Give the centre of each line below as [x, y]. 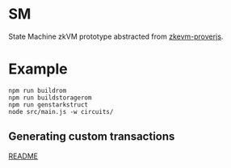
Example [38, 69]
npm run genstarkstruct [48, 105]
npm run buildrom [38, 90]
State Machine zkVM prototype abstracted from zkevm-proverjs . [116, 36]
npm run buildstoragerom [50, 98]
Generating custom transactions [92, 137]
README [23, 156]
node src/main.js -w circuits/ [61, 111]
